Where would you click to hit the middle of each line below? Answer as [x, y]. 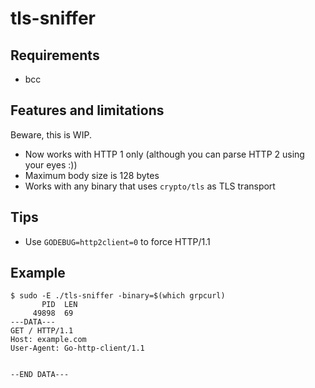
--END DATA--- [40, 375]
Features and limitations [87, 110]
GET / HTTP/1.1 [42, 331]
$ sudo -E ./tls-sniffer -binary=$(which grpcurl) [118, 296]
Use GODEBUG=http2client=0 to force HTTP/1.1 [117, 241]
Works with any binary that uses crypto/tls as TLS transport [150, 186]
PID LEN [59, 305]
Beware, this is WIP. [51, 134]
